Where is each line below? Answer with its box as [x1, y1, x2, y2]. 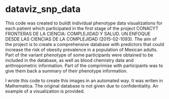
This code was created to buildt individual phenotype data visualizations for [5, 20, 163, 26]
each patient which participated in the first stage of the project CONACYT [5, 25, 159, 31]
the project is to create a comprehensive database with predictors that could [5, 41, 164, 47]
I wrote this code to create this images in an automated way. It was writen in [5, 77, 163, 83]
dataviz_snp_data [5, 3, 81, 15]
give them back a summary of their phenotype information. [5, 67, 128, 73]
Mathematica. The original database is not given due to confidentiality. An [5, 82, 159, 88]
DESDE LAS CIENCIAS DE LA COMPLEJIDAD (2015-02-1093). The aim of [5, 36, 157, 42]
